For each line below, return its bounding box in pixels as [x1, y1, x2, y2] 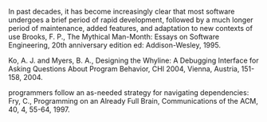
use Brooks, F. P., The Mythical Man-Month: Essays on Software [8, 32, 220, 41]
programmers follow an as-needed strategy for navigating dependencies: [8, 88, 249, 97]
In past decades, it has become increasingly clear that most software [8, 7, 235, 16]
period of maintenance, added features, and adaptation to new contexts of [8, 24, 253, 32]
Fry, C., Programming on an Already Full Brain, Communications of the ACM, [8, 97, 259, 105]
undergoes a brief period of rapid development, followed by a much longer [8, 15, 253, 25]
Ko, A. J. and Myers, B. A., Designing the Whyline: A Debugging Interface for [8, 55, 259, 65]
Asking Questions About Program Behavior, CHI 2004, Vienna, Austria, [8, 64, 240, 74]
